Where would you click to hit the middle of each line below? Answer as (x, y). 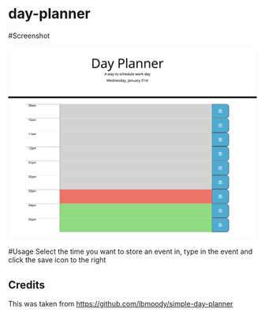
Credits (27, 285)
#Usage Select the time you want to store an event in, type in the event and (131, 252)
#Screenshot (29, 36)
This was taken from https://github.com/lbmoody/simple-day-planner (121, 304)
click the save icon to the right (57, 260)
